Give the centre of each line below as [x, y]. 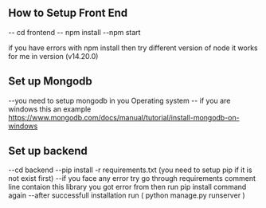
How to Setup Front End [68, 13]
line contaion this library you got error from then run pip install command [127, 187]
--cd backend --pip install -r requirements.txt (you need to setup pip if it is [130, 170]
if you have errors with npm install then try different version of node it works [133, 48]
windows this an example [50, 109]
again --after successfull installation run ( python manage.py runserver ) [127, 195]
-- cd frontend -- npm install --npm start [74, 32]
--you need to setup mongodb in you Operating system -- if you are [119, 100]
